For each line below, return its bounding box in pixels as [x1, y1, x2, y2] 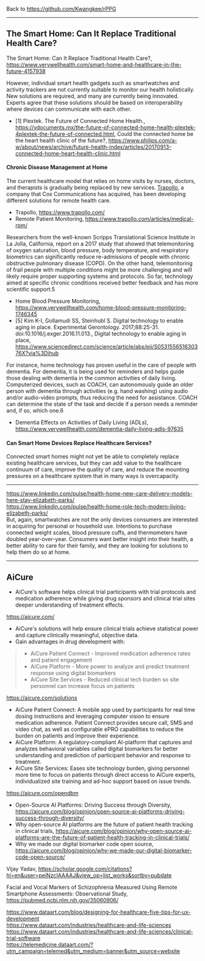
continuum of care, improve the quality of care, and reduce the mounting [6, 466, 190, 473]
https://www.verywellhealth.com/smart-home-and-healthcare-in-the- [6, 61, 182, 68]
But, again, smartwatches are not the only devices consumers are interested [6, 516, 198, 523]
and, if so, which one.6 [6, 407, 64, 414]
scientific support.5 [6, 286, 56, 293]
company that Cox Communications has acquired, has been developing [6, 190, 186, 198]
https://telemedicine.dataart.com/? [6, 941, 93, 948]
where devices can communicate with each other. [6, 105, 132, 113]
